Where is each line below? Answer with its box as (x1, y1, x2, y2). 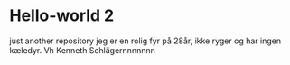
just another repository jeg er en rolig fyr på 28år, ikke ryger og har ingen (9, 35, 282, 46)
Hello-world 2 (9, 5, 115, 26)
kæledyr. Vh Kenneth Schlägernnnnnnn (9, 44, 155, 55)
